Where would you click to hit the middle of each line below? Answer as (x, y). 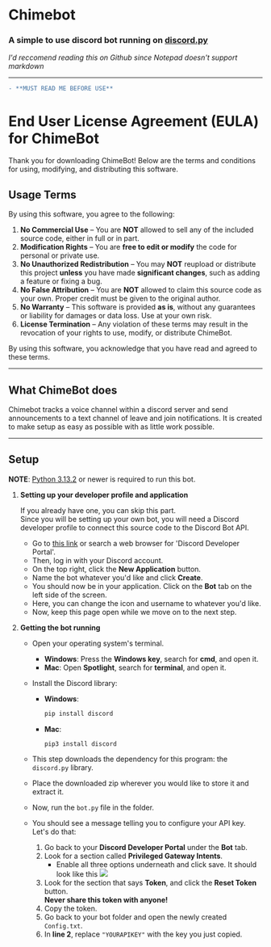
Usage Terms (42, 194)
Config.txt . (63, 926)
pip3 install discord (80, 744)
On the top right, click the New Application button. (117, 569)
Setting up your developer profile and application (104, 495)
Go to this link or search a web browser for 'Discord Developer (136, 543)
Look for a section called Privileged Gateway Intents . (133, 856)
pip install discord (79, 713)
